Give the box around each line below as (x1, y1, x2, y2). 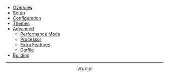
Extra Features (20, 42, 50, 47)
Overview (12, 5, 33, 10)
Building (12, 52, 30, 58)
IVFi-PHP (76, 67, 93, 72)
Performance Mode (20, 31, 61, 37)
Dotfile (20, 47, 34, 53)
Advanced (12, 26, 34, 32)
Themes (12, 20, 30, 26)
